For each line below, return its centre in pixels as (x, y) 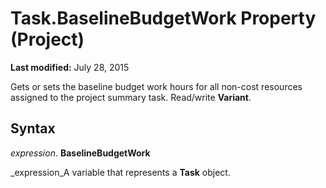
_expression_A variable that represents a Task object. (120, 172)
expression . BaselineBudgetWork (80, 153)
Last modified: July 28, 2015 (70, 67)
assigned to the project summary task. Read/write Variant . (131, 97)
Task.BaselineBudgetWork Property (163, 18)
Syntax (33, 128)
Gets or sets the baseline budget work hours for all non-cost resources (156, 86)
